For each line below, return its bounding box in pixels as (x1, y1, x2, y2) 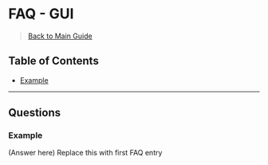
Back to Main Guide (27, 31, 93, 41)
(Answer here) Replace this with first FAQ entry (8, 148, 163, 158)
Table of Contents (8, 54, 100, 68)
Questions (8, 106, 61, 120)
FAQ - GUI (8, 5, 74, 23)
